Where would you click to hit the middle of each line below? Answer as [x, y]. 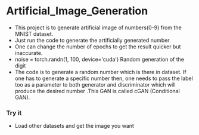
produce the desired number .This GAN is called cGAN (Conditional [97, 91]
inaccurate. [29, 53]
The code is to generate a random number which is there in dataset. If [100, 72]
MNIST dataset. [34, 33]
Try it [14, 113]
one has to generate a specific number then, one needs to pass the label [104, 78]
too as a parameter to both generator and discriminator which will [95, 84]
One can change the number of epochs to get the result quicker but [98, 47]
